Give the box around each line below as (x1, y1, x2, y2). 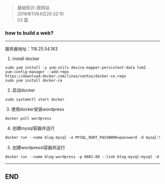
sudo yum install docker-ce (5, 78, 63, 83)
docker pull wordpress (5, 116, 52, 121)
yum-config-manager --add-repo (5, 70, 69, 75)
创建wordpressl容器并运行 (12, 145, 65, 151)
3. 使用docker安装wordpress (6, 106, 64, 112)
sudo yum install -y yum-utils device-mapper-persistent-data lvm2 (5, 65, 146, 70)
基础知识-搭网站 (17, 5, 50, 10)
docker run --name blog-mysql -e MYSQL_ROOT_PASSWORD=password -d (5, 135, 144, 140)
